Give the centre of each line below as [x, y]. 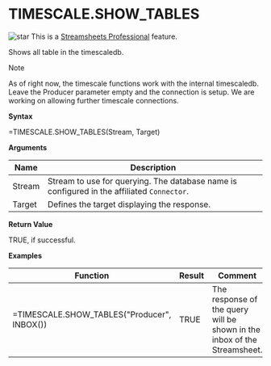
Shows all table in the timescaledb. [66, 52]
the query [230, 309]
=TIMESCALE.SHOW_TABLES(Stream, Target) [84, 132]
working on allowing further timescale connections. [94, 100]
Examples [25, 255]
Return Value [31, 224]
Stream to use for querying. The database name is [142, 181]
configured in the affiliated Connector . [118, 191]
